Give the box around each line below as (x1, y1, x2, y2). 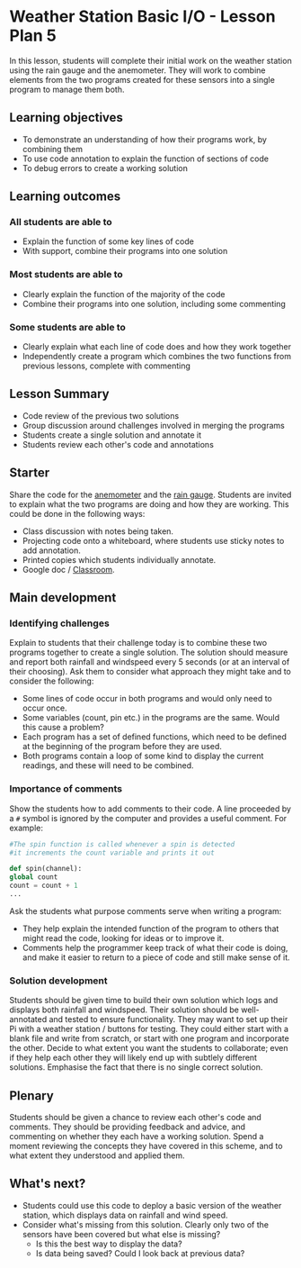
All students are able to (9, 216, 112, 229)
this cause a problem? (22, 722, 105, 733)
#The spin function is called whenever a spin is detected (9, 839, 235, 848)
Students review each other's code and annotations (22, 439, 214, 449)
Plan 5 (9, 25, 57, 46)
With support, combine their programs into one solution (22, 246, 228, 257)
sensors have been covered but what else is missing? (22, 1228, 221, 1239)
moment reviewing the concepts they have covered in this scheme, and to (9, 1141, 283, 1151)
